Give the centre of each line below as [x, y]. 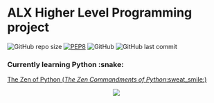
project [28, 27]
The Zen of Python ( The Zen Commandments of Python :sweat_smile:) [107, 79]
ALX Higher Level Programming [100, 13]
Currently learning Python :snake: [65, 64]
